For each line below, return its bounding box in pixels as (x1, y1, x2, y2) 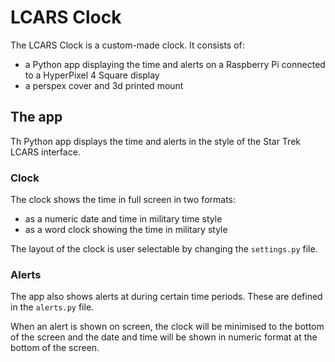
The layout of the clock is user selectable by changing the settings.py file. (10, 243, 318, 255)
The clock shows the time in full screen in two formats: (10, 194, 237, 206)
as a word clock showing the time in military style (24, 224, 228, 236)
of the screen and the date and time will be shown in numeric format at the (10, 331, 318, 343)
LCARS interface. (10, 146, 81, 158)
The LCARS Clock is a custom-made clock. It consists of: (10, 39, 245, 51)
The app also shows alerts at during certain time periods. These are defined (10, 291, 323, 303)
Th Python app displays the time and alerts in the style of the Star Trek (10, 135, 301, 147)
